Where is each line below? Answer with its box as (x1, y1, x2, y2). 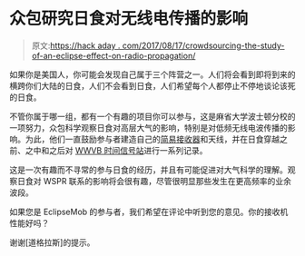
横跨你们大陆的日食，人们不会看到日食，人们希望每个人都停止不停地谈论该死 (9, 80, 296, 91)
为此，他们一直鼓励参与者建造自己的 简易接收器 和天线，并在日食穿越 (25, 133, 280, 144)
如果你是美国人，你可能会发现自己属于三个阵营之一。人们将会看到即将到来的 (9, 69, 296, 80)
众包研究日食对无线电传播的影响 (9, 8, 249, 29)
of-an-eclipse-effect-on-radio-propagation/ (31, 50, 196, 61)
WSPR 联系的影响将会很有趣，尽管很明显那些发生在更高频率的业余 (43, 175, 292, 186)
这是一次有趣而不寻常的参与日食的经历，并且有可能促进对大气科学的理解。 (9, 164, 288, 175)
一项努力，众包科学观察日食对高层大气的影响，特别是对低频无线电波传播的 (9, 122, 288, 133)
